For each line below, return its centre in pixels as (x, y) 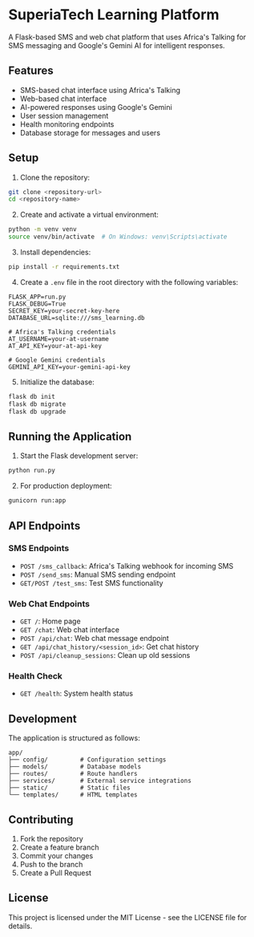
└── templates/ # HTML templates (73, 795)
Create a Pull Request (56, 873)
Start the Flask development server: (79, 456)
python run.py (32, 471)
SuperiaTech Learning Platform (114, 15)
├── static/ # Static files (69, 788)
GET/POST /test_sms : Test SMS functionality (91, 582)
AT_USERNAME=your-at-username (59, 339)
